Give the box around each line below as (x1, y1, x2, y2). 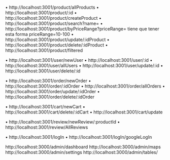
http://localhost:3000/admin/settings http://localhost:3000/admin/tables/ (5, 149, 158, 155)
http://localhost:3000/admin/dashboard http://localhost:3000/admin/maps (5, 144, 161, 150)
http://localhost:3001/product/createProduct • (5, 15, 101, 21)
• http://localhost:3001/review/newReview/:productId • (5, 119, 120, 125)
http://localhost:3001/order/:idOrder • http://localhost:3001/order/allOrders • (5, 83, 165, 89)
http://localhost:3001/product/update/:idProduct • (5, 36, 110, 43)
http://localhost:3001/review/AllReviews (5, 124, 88, 130)
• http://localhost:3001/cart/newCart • (5, 104, 85, 109)
